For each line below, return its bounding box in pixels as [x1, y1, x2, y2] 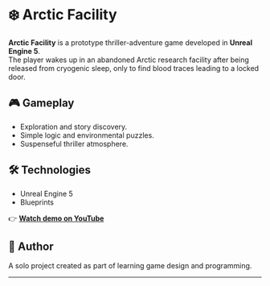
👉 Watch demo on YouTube [8, 213, 104, 223]
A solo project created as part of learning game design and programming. [8, 261, 252, 271]
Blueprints [19, 197, 55, 207]
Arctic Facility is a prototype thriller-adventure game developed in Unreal [8, 37, 253, 48]
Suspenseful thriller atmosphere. [19, 139, 129, 148]
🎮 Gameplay [8, 97, 75, 110]
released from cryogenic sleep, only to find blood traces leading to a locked [8, 63, 260, 73]
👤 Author [8, 239, 54, 253]
